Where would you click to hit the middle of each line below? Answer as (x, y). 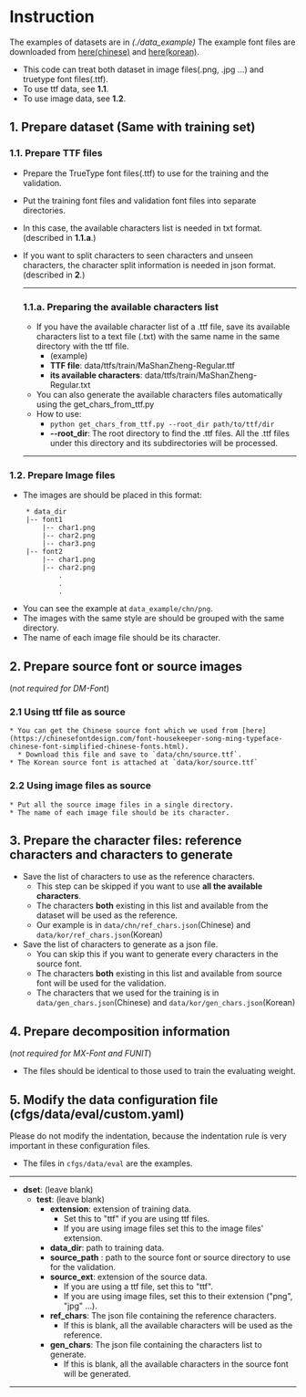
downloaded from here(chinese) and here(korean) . (105, 51)
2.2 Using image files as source (81, 786)
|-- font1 (45, 520)
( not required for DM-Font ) (60, 688)
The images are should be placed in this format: (112, 495)
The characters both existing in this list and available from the (152, 906)
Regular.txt (70, 384)
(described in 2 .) (54, 275)
